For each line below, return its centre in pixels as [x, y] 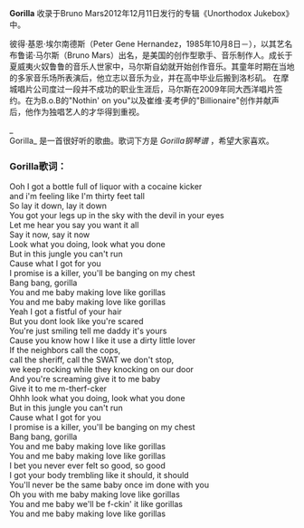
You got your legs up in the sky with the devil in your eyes [117, 216]
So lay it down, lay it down [58, 206]
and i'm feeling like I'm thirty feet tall [77, 197]
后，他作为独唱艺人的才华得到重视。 [77, 112]
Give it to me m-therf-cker [58, 389]
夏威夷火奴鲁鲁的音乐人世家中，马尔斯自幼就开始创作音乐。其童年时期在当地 [152, 67]
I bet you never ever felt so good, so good [87, 466]
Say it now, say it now [50, 235]
